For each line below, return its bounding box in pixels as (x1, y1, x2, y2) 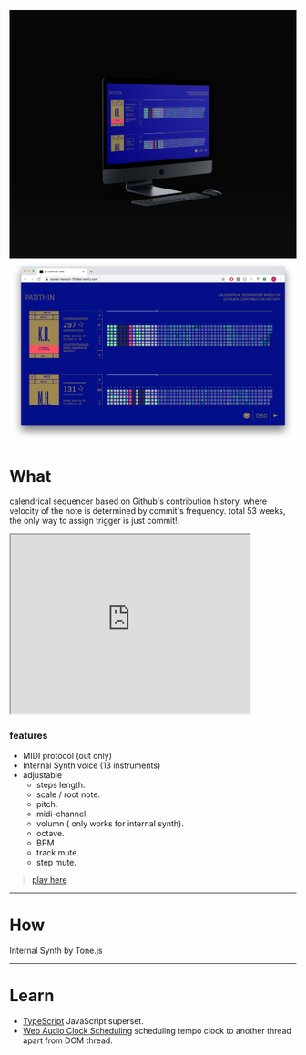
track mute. (36, 846, 80, 857)
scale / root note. (36, 789, 101, 800)
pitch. (36, 798, 58, 809)
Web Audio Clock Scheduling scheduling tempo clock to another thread (22, 1025, 291, 1036)
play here (31, 874, 67, 885)
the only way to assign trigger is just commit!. (9, 516, 180, 527)
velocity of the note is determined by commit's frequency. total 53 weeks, (9, 506, 286, 517)
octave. (36, 827, 66, 838)
